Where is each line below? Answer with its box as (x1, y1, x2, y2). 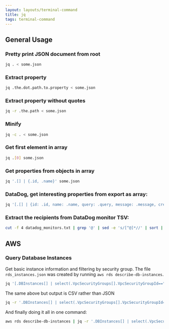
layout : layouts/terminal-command (5, 7, 78, 13)
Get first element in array (5, 144, 68, 151)
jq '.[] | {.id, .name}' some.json (5, 178, 80, 184)
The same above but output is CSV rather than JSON (5, 290, 115, 296)
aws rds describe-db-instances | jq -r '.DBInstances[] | (5, 318, 129, 324)
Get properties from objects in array (5, 167, 95, 174)
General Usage (5, 35, 53, 44)
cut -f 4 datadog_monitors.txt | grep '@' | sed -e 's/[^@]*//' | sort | (5, 225, 163, 231)
